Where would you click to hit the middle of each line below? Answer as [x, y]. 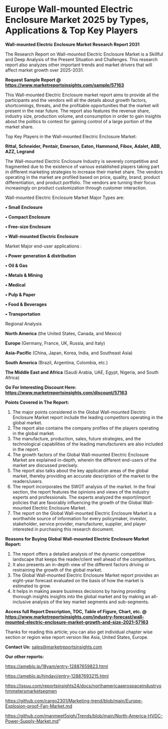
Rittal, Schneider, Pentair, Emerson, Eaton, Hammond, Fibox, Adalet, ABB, [83, 146]
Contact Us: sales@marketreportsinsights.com [54, 647]
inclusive [22, 602]
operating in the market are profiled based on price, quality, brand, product [83, 177]
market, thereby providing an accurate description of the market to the [85, 476]
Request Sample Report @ [33, 80]
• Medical [16, 285]
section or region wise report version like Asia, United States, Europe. [77, 637]
